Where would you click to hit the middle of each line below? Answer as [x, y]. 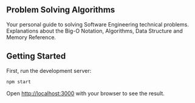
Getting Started [36, 56]
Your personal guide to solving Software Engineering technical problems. [98, 24]
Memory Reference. [31, 37]
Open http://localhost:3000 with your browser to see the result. [86, 93]
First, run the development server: [49, 70]
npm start [19, 82]
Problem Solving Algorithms [61, 10]
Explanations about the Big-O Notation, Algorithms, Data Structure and [95, 31]
